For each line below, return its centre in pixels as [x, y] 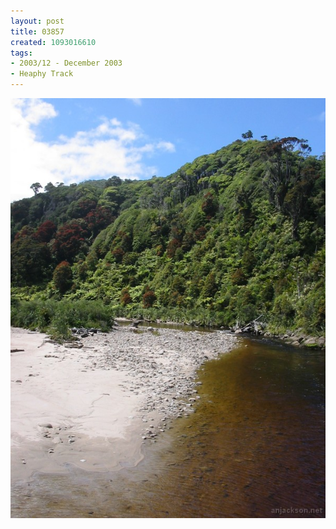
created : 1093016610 [53, 42]
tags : [21, 53]
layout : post [37, 21]
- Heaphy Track [42, 74]
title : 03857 [37, 31]
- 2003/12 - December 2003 [66, 63]
